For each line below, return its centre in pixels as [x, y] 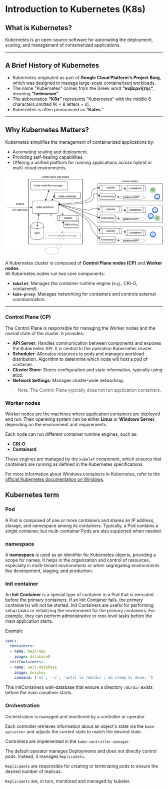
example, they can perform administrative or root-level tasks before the [79, 616]
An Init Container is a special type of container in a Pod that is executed [79, 595]
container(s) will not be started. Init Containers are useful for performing [79, 605]
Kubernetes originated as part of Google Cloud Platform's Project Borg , [87, 77]
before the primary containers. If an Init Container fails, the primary [74, 600]
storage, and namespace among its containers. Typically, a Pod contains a [82, 525]
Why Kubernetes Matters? [47, 130]
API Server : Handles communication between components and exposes [87, 343]
